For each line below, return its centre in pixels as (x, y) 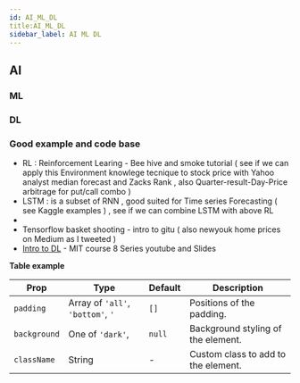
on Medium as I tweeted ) (69, 238)
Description (238, 287)
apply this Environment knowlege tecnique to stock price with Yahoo (148, 172)
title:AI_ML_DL (37, 26)
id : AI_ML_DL (33, 17)
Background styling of (235, 329)
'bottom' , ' (92, 313)
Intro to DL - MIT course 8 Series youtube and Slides (119, 248)
